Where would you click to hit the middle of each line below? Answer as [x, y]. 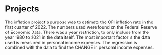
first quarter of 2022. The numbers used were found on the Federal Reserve [81, 27]
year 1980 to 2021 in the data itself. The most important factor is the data [78, 37]
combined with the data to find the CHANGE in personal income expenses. [80, 47]
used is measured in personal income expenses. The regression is [71, 42]
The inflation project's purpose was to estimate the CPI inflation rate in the [79, 22]
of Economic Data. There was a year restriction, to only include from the [77, 32]
